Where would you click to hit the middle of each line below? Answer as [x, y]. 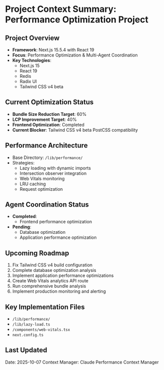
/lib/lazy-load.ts [31, 325]
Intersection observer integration [53, 173]
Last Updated [26, 350]
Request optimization [41, 189]
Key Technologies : [32, 60]
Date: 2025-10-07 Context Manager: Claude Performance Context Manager [82, 362]
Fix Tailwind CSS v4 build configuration [52, 265]
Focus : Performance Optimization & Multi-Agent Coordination [75, 55]
